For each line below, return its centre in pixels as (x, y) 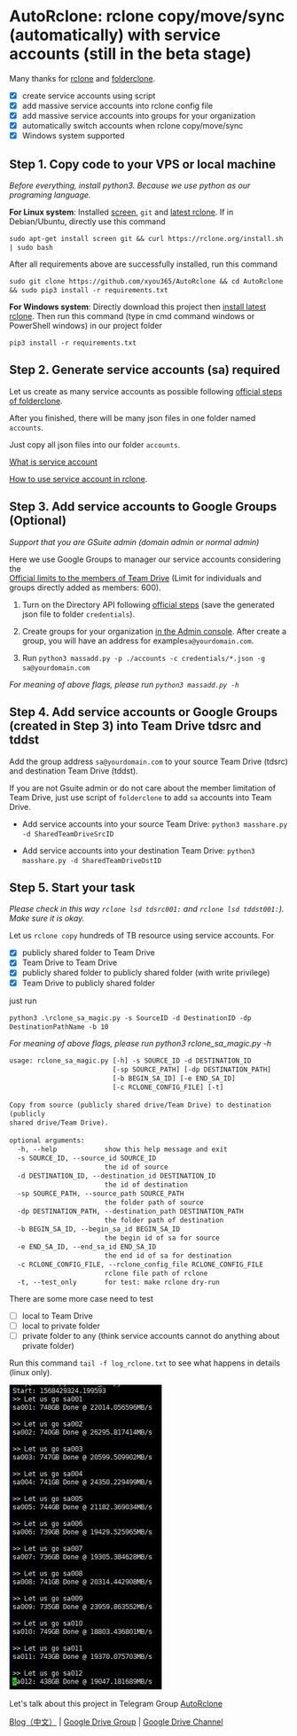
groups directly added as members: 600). (85, 588)
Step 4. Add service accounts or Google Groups (144, 712)
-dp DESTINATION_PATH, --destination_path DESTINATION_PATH (130, 1211)
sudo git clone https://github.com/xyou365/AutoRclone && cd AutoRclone (146, 282)
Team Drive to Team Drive (70, 962)
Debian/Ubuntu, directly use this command (87, 222)
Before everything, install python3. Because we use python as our (130, 186)
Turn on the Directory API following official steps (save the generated (148, 604)
